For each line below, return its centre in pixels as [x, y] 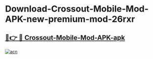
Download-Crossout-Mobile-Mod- [77, 9]
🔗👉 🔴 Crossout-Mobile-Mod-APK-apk [65, 37]
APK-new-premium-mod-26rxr [70, 19]
